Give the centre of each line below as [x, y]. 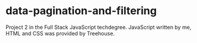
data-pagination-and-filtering [81, 11]
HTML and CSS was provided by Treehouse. [60, 33]
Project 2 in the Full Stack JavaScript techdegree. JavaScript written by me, [98, 27]
